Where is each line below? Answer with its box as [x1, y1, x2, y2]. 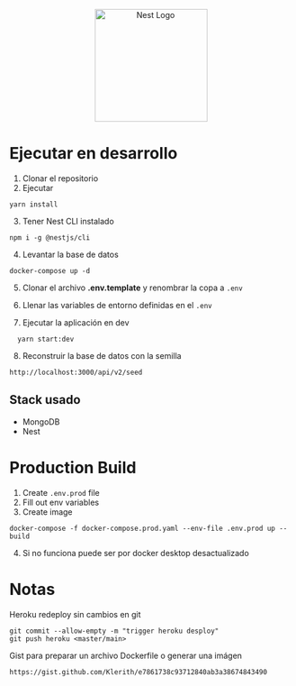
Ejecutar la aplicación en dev [22, 316, 130, 328]
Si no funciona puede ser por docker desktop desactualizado [22, 547, 249, 558]
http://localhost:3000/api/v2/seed [9, 368, 143, 377]
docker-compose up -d [9, 266, 91, 275]
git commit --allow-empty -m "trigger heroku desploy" [9, 627, 220, 636]
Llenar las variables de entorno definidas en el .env [22, 299, 213, 310]
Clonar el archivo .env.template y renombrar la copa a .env [22, 282, 243, 293]
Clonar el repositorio [22, 172, 99, 184]
